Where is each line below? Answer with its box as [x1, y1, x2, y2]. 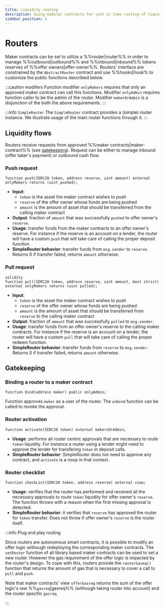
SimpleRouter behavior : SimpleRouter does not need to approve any [12, 451, 152, 457]
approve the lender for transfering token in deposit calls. [12, 446, 126, 452]
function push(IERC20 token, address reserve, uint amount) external [5, 176, 151, 181]
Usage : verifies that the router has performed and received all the [12, 489, 146, 494]
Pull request [5, 264, 34, 271]
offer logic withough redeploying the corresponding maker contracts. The [5, 545, 154, 550]
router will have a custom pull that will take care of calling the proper [12, 334, 152, 340]
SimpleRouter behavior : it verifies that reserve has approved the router [12, 510, 157, 516]
